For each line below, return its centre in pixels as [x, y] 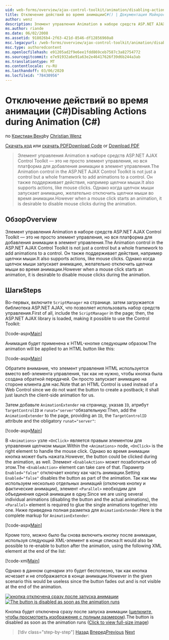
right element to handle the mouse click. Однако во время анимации [77, 451]
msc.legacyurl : [21, 43]
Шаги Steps [23, 290]
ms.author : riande [24, 29]
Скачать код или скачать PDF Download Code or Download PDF [72, 146]
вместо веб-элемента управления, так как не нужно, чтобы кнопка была [84, 374]
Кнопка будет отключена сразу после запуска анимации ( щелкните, [79, 612]
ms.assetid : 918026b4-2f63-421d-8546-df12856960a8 [59, 38]
